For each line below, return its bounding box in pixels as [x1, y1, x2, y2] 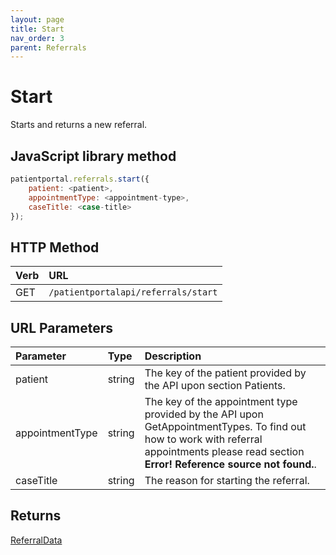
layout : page [10, 14, 65, 25]
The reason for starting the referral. [144, 474, 310, 487]
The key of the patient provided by [144, 366, 307, 380]
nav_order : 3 [10, 33, 65, 43]
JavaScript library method [10, 147, 177, 165]
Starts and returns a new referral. [10, 119, 148, 131]
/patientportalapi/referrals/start [48, 287, 218, 298]
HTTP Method [10, 239, 100, 256]
